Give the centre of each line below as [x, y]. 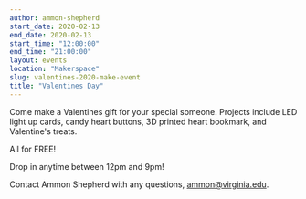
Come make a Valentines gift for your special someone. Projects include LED [153, 111]
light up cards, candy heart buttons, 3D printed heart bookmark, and [138, 121]
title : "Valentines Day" [57, 86]
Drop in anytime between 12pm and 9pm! [87, 166]
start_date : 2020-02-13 [55, 26]
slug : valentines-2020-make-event [75, 78]
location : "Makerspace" [55, 69]
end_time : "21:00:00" [51, 52]
